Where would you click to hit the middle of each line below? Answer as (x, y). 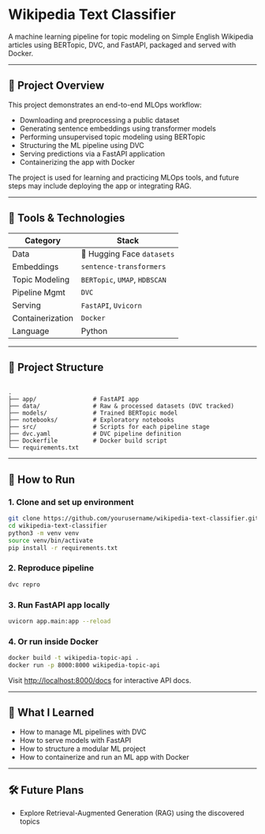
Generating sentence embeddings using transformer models (118, 128)
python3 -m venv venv (44, 533)
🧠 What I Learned (51, 713)
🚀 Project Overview (56, 86)
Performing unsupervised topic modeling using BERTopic (112, 137)
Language (31, 331)
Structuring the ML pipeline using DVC (82, 145)
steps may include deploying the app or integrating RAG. (100, 186)
